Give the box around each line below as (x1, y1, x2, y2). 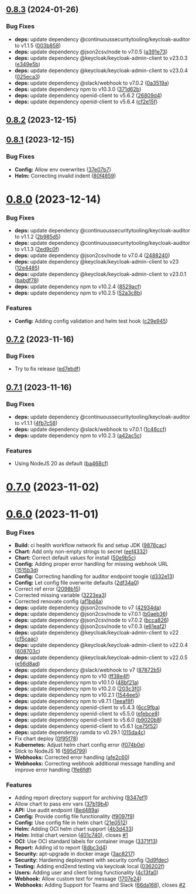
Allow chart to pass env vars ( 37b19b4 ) (14, 801, 109, 808)
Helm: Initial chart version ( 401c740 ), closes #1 (14, 832, 128, 839)
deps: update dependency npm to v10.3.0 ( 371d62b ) (14, 85, 142, 93)
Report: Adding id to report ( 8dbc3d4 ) (14, 844, 108, 851)
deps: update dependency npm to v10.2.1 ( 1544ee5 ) (14, 691, 140, 698)
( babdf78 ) (14, 277, 39, 284)
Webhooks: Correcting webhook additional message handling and (14, 760, 176, 767)
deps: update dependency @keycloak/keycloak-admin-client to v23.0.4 (14, 67, 188, 74)
